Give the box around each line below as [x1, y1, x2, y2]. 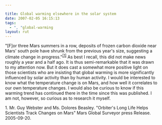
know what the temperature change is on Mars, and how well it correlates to [5, 80, 158, 86]
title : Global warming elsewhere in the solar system [5, 11, 117, 16]
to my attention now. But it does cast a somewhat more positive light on [5, 64, 148, 70]
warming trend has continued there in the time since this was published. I [5, 90, 152, 96]
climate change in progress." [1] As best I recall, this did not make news [5, 53, 146, 60]
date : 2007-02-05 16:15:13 [5, 16, 60, 21]
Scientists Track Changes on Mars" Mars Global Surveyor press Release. [5, 110, 151, 116]
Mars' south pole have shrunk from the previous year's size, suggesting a [5, 48, 152, 54]
